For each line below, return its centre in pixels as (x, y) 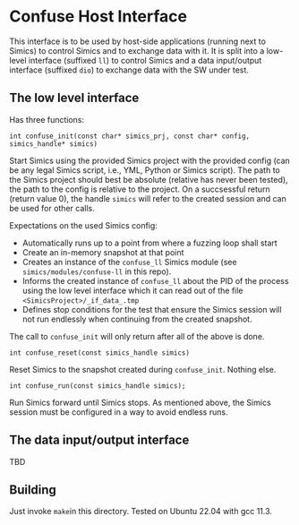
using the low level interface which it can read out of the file (132, 290)
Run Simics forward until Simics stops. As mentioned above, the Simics (140, 402)
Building (33, 490)
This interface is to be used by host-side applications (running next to (138, 41)
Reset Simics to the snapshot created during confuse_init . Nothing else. (143, 369)
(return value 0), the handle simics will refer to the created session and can (148, 198)
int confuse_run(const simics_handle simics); (98, 386)
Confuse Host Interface (98, 17)
